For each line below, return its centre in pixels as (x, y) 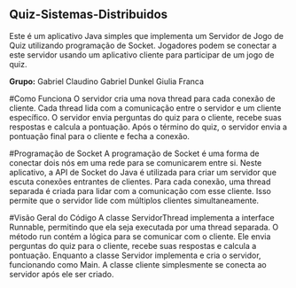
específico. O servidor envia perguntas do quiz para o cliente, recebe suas (145, 117)
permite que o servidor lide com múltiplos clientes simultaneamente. (134, 200)
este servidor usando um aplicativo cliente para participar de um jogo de (142, 54)
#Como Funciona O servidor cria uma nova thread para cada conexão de (142, 98)
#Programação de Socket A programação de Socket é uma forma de (134, 153)
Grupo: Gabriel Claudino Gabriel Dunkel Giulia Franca (107, 81)
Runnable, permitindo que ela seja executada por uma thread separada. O (144, 227)
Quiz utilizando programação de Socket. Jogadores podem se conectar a (143, 45)
